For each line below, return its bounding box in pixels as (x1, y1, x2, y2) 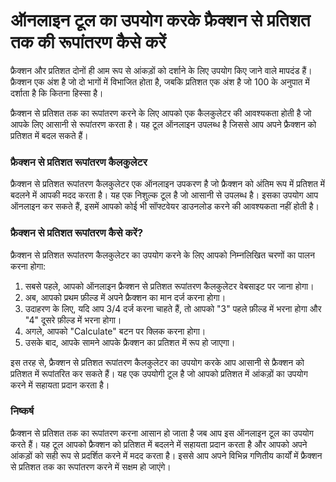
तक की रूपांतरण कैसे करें (10, 31, 167, 54)
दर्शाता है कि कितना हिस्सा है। (10, 87, 104, 99)
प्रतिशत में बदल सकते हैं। (10, 129, 89, 141)
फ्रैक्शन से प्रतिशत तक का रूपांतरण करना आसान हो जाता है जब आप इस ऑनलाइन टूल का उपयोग (10, 427, 314, 439)
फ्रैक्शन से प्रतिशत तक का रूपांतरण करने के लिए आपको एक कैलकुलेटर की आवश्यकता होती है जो (10, 107, 312, 119)
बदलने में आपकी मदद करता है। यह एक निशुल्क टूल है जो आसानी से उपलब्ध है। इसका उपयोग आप (10, 189, 319, 201)
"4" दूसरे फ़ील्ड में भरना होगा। (24, 314, 122, 326)
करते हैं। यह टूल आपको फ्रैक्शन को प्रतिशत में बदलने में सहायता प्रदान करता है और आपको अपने (10, 438, 308, 450)
